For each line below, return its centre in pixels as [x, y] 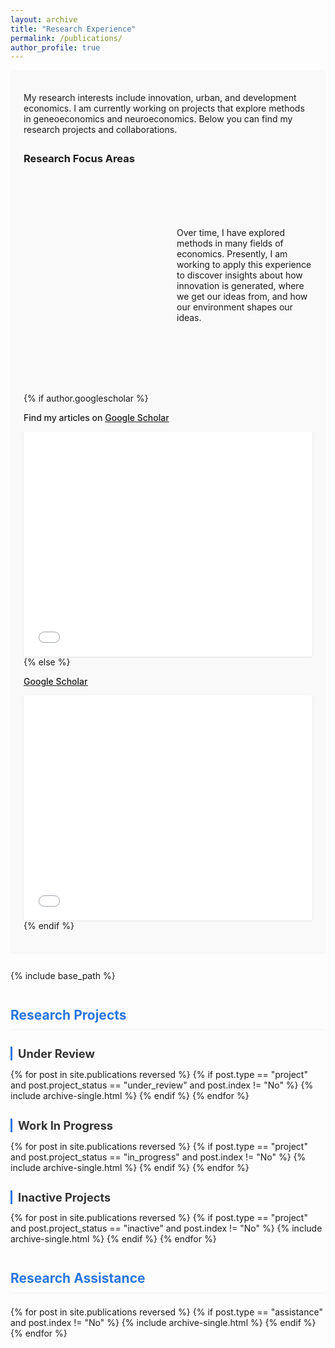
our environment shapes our [234, 307]
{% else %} [47, 662]
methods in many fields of [230, 243]
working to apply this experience [244, 265]
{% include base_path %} [63, 975]
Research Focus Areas [79, 159]
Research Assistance [78, 1278]
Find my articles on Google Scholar [96, 417]
